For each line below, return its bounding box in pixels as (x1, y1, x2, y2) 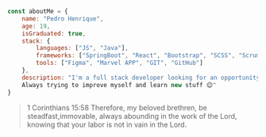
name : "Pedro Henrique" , (21, 14, 104, 23)
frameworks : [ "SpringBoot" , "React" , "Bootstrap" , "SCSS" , (36, 51, 236, 59)
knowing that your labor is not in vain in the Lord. (26, 120, 187, 129)
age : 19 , (21, 22, 51, 30)
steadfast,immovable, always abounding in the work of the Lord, (26, 111, 237, 120)
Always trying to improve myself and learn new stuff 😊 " (21, 81, 217, 89)
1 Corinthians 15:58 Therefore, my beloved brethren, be (26, 103, 207, 112)
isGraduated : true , (21, 29, 87, 37)
